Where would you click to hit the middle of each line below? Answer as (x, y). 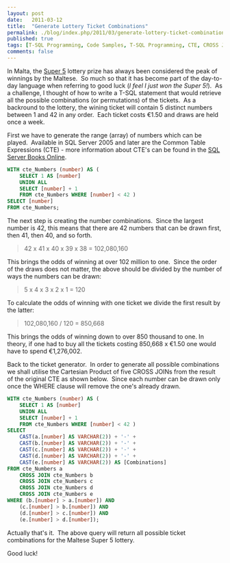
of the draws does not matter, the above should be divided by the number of (115, 269)
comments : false (30, 52)
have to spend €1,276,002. (44, 351)
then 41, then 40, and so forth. (50, 235)
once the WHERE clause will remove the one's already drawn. (94, 386)
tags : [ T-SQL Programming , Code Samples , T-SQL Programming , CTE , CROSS (113, 45)
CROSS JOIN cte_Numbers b (56, 475)
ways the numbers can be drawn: (54, 276)
